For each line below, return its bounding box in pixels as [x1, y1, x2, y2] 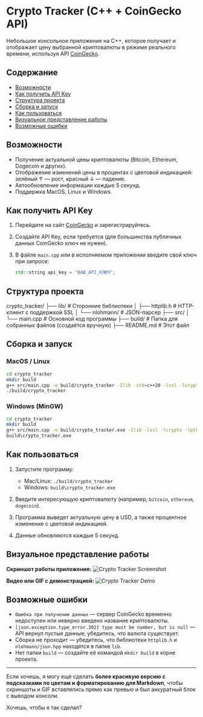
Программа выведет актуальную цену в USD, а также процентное [14, 513, 187, 521]
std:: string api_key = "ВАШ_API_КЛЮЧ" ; [14, 269, 116, 276]
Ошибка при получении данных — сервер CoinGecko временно [14, 611, 172, 618]
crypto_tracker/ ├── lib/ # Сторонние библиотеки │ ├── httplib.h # [6, 303, 177, 310]
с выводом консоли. [6, 692, 59, 699]
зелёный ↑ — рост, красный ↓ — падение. [14, 175, 126, 182]
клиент [6, 309, 24, 316]
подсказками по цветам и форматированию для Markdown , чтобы [6, 679, 183, 687]
